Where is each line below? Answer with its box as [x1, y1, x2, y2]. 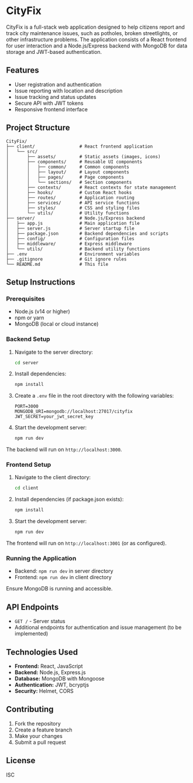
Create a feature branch [14, 726, 73, 733]
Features [6, 66, 39, 76]
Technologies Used [6, 647, 78, 657]
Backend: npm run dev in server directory [14, 567, 113, 575]
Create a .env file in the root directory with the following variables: [14, 392, 174, 399]
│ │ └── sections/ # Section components [6, 179, 132, 185]
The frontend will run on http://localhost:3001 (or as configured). [6, 540, 167, 547]
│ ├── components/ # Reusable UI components [6, 159, 143, 165]
